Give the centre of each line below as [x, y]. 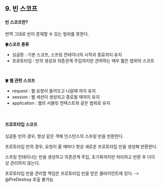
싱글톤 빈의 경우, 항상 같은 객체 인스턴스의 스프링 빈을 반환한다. [65, 136]
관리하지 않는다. [25, 163]
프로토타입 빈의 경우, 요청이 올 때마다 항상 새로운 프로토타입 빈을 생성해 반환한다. [81, 146]
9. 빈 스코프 [21, 9]
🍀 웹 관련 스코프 [20, 80]
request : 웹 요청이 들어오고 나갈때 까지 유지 [54, 91]
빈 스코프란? [16, 22]
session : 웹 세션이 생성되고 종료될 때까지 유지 [56, 97]
